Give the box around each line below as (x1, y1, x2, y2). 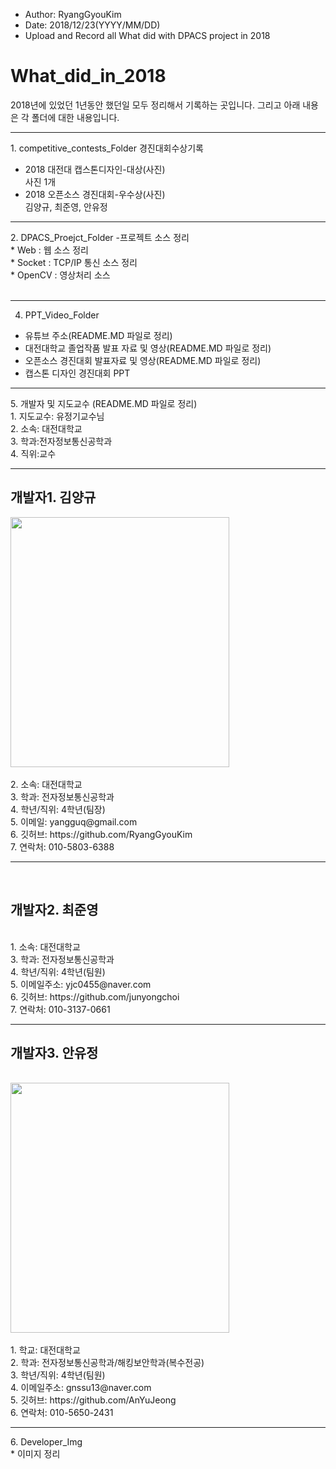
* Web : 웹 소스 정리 (10, 244, 89, 256)
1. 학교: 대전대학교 (10, 1344, 81, 1356)
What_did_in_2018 (10, 65, 167, 88)
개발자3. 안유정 (10, 1044, 99, 1061)
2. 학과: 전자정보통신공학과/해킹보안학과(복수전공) (10, 1357, 205, 1369)
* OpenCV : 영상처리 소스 (10, 269, 111, 281)
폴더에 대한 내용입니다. (31, 111, 120, 123)
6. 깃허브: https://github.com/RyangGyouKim (10, 828, 193, 840)
